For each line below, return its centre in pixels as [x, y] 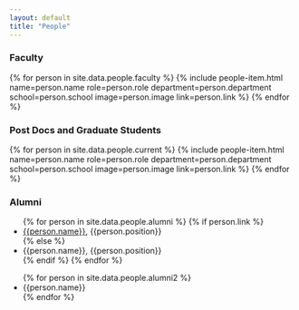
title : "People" [40, 26]
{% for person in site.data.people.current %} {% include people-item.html [147, 150]
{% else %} [44, 241]
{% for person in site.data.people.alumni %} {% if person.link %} [143, 222]
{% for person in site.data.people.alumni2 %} [107, 278]
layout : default [40, 18]
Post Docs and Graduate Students [85, 130]
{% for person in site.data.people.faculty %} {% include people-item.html [146, 77]
